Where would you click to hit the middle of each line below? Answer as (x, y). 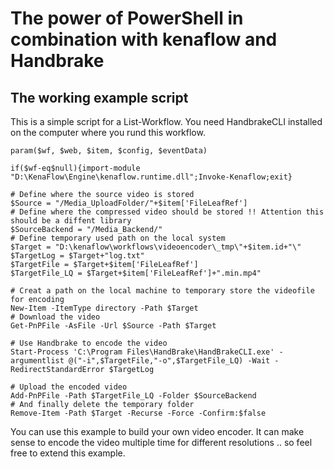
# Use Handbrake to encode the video (89, 343)
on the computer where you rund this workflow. (108, 132)
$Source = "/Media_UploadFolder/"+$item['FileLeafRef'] (129, 203)
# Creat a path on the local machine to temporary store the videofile (162, 291)
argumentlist (37, 361)
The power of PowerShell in (127, 18)
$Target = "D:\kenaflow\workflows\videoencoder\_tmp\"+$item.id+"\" (156, 247)
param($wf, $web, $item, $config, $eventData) (109, 151)
